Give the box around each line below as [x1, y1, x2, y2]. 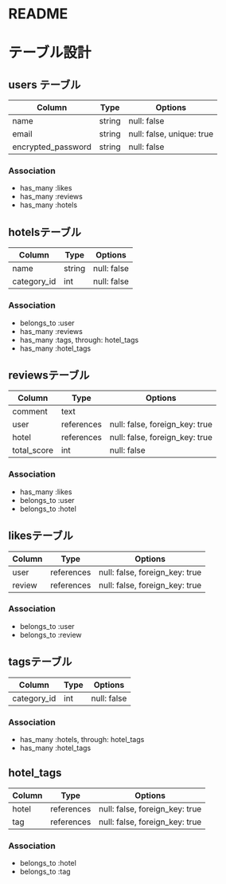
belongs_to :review [19, 630, 82, 639]
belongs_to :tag [19, 866, 71, 877]
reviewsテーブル [8, 368, 90, 382]
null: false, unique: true [128, 128, 213, 139]
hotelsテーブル [8, 225, 82, 239]
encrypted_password [12, 141, 92, 152]
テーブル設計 [8, 44, 92, 62]
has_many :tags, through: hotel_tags [19, 335, 139, 344]
